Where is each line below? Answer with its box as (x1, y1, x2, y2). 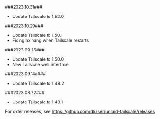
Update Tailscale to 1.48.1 (12, 99, 63, 105)
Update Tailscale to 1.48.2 (12, 80, 64, 86)
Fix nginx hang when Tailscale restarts (12, 37, 89, 43)
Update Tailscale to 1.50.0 (12, 56, 64, 62)
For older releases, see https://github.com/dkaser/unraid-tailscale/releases (5, 109, 155, 114)
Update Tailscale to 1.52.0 (12, 14, 64, 19)
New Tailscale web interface (12, 62, 69, 67)
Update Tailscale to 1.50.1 (12, 33, 63, 38)
